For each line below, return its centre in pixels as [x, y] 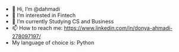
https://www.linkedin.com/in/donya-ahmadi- [118, 28]
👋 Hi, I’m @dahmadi [36, 9]
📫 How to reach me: [37, 28]
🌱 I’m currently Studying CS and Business [63, 21]
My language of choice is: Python [53, 43]
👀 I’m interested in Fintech [44, 15]
